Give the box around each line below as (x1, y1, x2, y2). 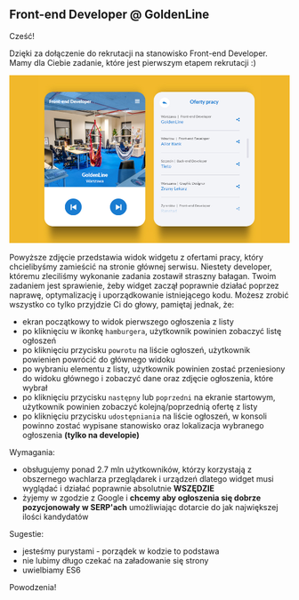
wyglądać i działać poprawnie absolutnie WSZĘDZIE (21, 484, 215, 494)
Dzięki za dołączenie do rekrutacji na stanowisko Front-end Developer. (9, 48, 269, 59)
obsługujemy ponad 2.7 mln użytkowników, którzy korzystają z (21, 464, 252, 475)
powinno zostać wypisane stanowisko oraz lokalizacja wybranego (21, 420, 264, 431)
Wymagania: (9, 447, 55, 458)
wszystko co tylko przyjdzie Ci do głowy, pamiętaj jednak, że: (9, 300, 235, 310)
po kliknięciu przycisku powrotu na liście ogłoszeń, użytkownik (21, 345, 251, 356)
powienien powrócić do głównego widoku (21, 355, 176, 365)
